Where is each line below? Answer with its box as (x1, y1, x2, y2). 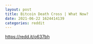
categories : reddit (5, 20, 45, 26)
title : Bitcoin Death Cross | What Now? (5, 12, 89, 16)
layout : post (5, 7, 32, 12)
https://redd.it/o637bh (5, 34, 50, 40)
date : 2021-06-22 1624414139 (5, 16, 65, 21)
